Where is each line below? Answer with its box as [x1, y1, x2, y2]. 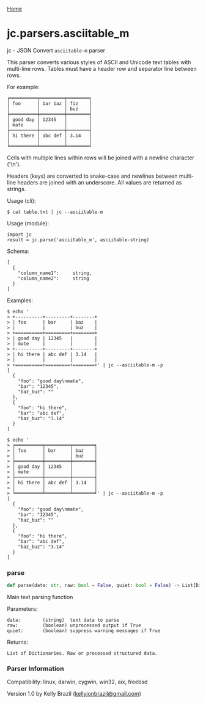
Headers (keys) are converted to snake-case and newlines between [7, 172, 178, 180]
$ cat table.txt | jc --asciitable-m [7, 209, 103, 215]
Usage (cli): [7, 197, 36, 204]
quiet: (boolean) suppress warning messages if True [7, 628, 161, 634]
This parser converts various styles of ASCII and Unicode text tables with [7, 58, 191, 66]
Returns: [7, 638, 29, 646]
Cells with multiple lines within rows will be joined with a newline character [7, 154, 194, 161]
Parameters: [7, 605, 38, 613]
